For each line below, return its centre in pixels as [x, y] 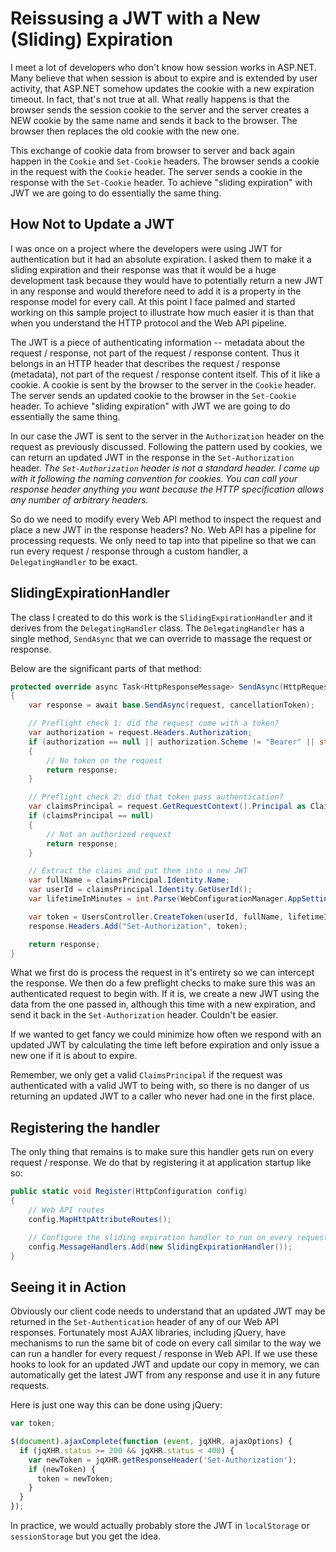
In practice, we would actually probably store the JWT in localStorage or [160, 1526]
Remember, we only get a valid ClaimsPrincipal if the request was [146, 1075]
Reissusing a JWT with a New [135, 18]
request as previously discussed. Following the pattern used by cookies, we [166, 446]
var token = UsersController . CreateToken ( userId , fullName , [156, 917]
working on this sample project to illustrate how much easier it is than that [162, 312]
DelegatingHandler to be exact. [74, 561]
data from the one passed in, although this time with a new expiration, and [163, 1004]
